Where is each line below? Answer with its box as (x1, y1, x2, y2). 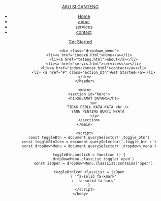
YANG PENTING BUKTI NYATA (71, 109, 125, 114)
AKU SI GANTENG (62, 4, 99, 9)
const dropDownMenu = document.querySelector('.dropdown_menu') (22, 144, 157, 149)
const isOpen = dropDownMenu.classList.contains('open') (33, 161, 154, 166)
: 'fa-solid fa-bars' (71, 178, 116, 183)
